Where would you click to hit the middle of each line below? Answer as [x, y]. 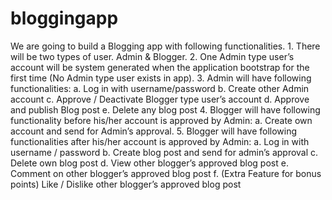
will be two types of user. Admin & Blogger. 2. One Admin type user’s [152, 56]
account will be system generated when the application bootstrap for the [160, 67]
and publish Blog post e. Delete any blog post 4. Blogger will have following [165, 109]
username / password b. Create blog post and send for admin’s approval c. [164, 152]
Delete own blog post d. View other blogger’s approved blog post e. [149, 163]
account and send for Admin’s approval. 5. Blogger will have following [154, 131]
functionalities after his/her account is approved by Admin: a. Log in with [160, 141]
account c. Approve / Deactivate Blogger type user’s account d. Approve [160, 99]
